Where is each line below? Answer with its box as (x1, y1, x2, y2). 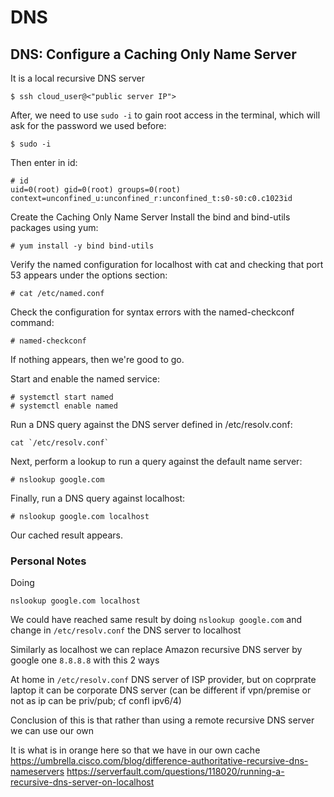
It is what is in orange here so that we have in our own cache (10, 744, 261, 756)
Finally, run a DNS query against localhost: (10, 492, 186, 504)
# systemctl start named (10, 392, 114, 402)
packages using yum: (10, 222, 99, 233)
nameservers (10, 766, 65, 778)
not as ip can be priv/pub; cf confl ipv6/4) (10, 695, 182, 707)
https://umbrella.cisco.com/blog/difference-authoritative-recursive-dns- (10, 755, 309, 767)
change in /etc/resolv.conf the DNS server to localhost (10, 624, 242, 636)
